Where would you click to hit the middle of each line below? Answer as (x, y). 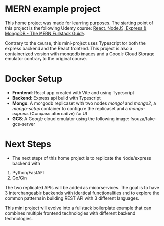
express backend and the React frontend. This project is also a (69, 48)
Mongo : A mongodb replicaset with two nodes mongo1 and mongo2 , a (84, 103)
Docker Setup (34, 79)
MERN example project (53, 9)
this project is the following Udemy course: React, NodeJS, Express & (76, 28)
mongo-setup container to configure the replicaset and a (70, 108)
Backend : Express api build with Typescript (57, 98)
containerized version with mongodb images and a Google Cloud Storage (80, 54)
